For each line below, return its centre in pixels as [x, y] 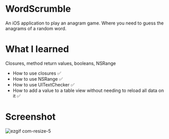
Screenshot [30, 117]
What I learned [37, 49]
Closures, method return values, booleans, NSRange [61, 63]
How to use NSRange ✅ [38, 79]
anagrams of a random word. [36, 28]
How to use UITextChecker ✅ [44, 84]
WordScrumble [38, 9]
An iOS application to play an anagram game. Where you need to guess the [84, 23]
